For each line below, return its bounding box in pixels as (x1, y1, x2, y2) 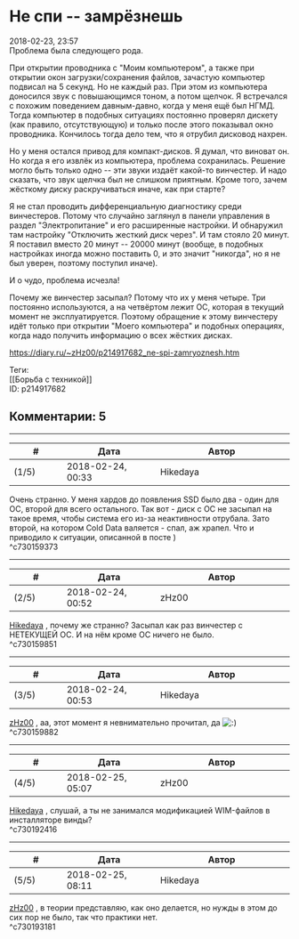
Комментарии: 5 (9, 409, 107, 425)
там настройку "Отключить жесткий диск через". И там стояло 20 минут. (9, 229, 289, 239)
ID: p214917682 (9, 383, 67, 393)
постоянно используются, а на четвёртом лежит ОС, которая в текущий (9, 301, 285, 312)
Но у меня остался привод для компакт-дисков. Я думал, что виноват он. (9, 145, 290, 157)
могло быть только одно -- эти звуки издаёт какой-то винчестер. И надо (9, 165, 287, 175)
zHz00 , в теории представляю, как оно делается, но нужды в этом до (9, 902, 278, 913)
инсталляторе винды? (9, 814, 93, 825)
